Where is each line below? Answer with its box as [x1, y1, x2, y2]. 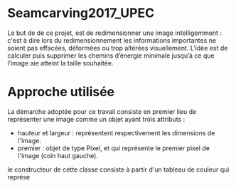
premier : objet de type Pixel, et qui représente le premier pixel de [17, 144, 210, 152]
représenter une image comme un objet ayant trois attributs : [7, 115, 186, 123]
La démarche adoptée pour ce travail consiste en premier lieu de [7, 107, 197, 115]
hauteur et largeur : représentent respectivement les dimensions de [17, 128, 215, 137]
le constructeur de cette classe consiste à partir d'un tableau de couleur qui [7, 165, 230, 174]
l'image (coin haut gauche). [17, 151, 98, 160]
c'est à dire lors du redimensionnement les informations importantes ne [7, 36, 217, 44]
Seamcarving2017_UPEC [7, 5, 155, 21]
